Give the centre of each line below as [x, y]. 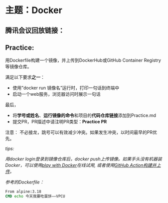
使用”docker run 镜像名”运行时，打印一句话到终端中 [66, 88]
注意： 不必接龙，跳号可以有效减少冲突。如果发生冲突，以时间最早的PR [79, 132]
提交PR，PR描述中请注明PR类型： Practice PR [59, 122]
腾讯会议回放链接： [35, 30]
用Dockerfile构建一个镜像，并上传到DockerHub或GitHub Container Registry [83, 60]
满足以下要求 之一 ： [25, 77]
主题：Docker [34, 10]
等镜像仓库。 [18, 67]
